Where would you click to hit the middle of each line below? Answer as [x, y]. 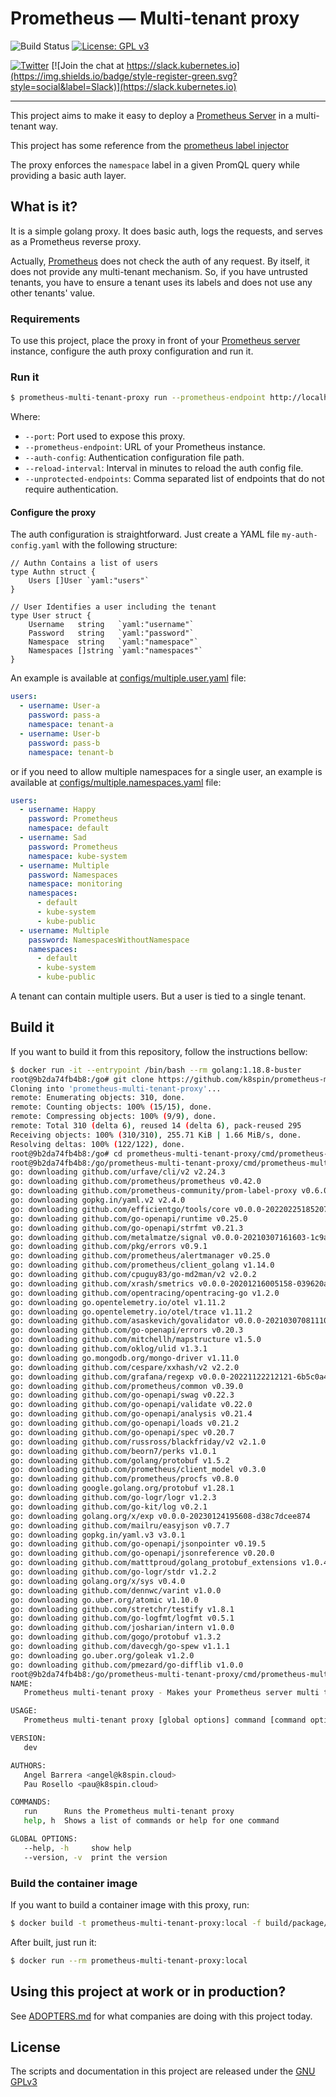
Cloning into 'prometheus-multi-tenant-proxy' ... [116, 1088]
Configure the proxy [53, 512]
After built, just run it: [53, 1942]
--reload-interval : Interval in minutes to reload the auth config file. [164, 468]
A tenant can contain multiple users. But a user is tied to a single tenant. [158, 996]
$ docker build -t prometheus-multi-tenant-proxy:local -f [136, 1923]
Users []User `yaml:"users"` [89, 581]
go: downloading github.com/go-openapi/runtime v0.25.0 [129, 1218]
